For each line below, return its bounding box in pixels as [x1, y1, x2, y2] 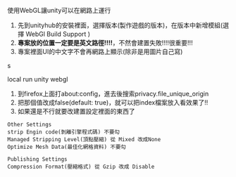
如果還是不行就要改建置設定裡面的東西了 [17, 107, 135, 115]
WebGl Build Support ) [25, 30, 90, 38]
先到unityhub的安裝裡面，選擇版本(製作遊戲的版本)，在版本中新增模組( [17, 21, 223, 29]
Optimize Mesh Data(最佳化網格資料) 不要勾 [7, 143, 127, 150]
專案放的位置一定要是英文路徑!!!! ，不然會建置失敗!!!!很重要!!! [17, 39, 193, 47]
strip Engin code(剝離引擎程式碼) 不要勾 [7, 129, 120, 136]
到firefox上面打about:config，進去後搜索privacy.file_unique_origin [17, 90, 209, 98]
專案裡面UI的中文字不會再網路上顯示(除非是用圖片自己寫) [17, 48, 183, 55]
